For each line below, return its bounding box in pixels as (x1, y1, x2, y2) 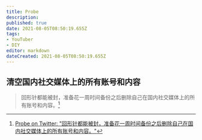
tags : (6, 31, 20, 37)
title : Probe (6, 8, 39, 15)
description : (6, 14, 39, 20)
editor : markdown (6, 48, 50, 54)
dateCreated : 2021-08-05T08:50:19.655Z (6, 53, 106, 59)
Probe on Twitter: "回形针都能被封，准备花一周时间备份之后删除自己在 (14, 120, 188, 127)
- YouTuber (6, 36, 34, 42)
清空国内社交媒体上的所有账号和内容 (6, 77, 141, 87)
